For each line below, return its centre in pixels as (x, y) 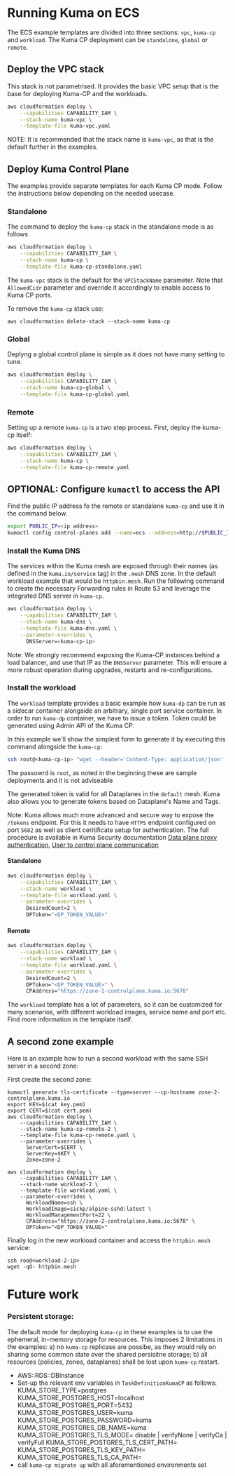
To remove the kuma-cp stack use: (55, 308)
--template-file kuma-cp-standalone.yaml (81, 267)
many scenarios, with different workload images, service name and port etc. (117, 1012)
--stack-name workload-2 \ (59, 1185)
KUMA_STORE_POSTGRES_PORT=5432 (75, 1405)
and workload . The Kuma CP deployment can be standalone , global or (108, 39)
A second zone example (60, 1041)
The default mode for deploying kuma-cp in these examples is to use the (110, 1331)
